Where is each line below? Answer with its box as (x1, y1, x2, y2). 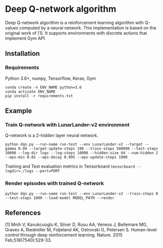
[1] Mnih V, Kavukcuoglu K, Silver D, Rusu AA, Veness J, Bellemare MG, (5, 222, 148, 227)
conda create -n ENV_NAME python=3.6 (5, 85, 82, 90)
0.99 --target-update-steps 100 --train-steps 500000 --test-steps (18, 146, 159, 151)
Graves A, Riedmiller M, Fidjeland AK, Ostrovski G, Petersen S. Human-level (5, 227, 157, 233)
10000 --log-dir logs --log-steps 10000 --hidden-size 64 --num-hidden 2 (5, 150, 159, 155)
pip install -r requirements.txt (5, 93, 73, 99)
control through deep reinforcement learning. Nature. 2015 (5, 232, 123, 238)
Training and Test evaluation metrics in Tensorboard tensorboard (5, 163, 135, 170)
